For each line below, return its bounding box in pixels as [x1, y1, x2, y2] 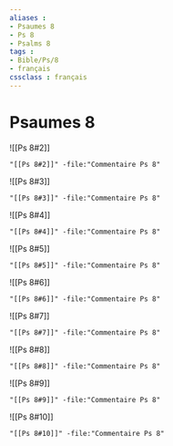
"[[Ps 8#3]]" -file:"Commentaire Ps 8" [9, 193, 161, 202]
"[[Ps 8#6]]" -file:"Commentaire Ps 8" [9, 294, 161, 304]
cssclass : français [9, 73, 88, 82]
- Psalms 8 [9, 38, 51, 48]
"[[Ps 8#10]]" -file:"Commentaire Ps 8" [9, 429, 166, 438]
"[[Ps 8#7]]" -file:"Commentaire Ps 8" [9, 327, 161, 337]
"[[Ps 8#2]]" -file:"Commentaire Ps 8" [9, 160, 161, 169]
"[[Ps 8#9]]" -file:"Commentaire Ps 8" [9, 395, 161, 404]
